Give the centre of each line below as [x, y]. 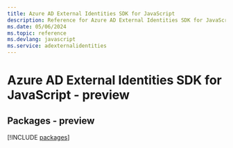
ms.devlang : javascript [42, 40]
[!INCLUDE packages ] [38, 137]
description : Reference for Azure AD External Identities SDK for [105, 20]
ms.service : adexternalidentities [57, 46]
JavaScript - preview [69, 95]
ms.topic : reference [37, 33]
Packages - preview [51, 121]
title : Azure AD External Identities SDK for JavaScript [91, 14]
